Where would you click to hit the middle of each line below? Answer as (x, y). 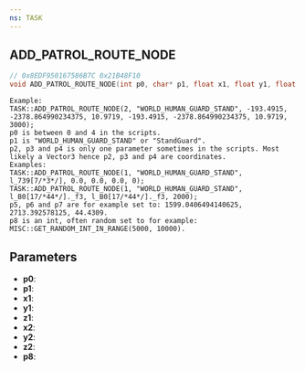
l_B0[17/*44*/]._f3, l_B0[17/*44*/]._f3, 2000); (104, 197)
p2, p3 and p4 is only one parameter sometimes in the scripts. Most (145, 149)
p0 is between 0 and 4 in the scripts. (85, 133)
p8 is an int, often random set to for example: (104, 221)
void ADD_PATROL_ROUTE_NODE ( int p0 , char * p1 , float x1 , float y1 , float (153, 85)
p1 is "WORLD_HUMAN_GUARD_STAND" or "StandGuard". (108, 141)
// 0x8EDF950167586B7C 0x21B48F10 (75, 76)
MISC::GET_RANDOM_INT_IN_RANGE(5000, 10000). (97, 229)
